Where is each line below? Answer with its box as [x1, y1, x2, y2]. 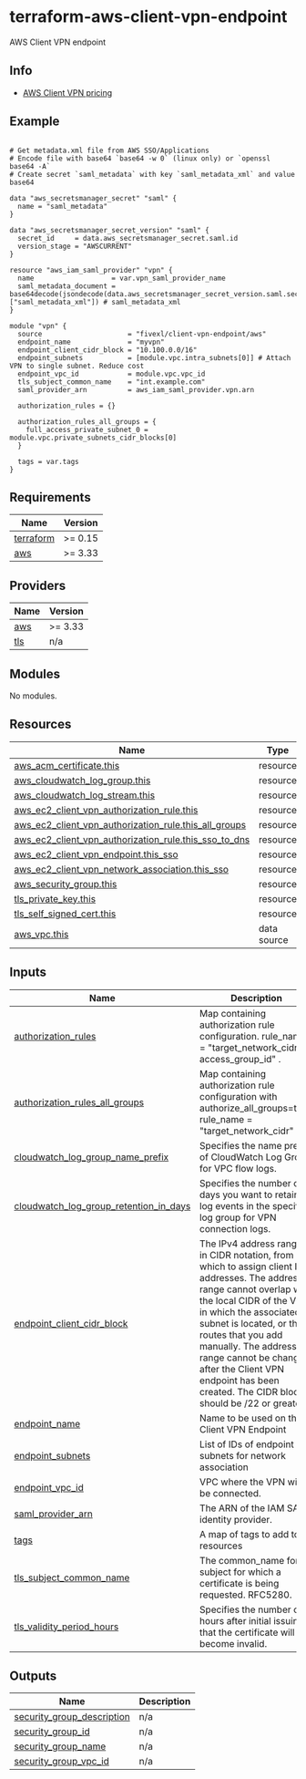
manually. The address [199, 1339, 298, 1352]
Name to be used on [199, 1412, 287, 1424]
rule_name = [199, 1112, 253, 1125]
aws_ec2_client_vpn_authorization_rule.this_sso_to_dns [14, 833, 250, 845]
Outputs [9, 1669, 57, 1684]
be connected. [199, 1486, 261, 1499]
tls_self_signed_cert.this [14, 907, 117, 920]
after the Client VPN [199, 1362, 285, 1375]
